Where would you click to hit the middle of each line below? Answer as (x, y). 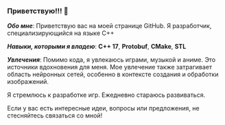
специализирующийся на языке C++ (61, 33)
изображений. (28, 82)
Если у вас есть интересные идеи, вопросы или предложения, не (104, 109)
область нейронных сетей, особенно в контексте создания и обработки (113, 74)
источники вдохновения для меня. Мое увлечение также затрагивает (110, 67)
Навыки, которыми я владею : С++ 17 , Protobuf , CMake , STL (97, 47)
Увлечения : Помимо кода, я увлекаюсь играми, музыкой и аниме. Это (111, 60)
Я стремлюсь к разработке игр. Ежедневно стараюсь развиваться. (106, 95)
